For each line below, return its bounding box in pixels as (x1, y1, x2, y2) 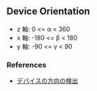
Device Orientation (6, 6, 90, 17)
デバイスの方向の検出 (16, 76, 78, 85)
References (6, 60, 47, 69)
